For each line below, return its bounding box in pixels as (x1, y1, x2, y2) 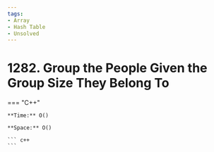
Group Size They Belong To (7, 75, 170, 91)
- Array (7, 17, 30, 24)
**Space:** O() (7, 125, 52, 132)
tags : (7, 10, 23, 18)
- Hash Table (7, 23, 46, 30)
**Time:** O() (7, 112, 49, 120)
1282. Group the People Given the (7, 61, 208, 76)
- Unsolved (7, 30, 40, 37)
